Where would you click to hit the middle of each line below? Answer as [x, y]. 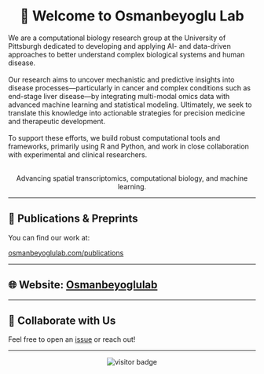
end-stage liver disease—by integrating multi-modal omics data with [119, 96]
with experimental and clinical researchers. [78, 154]
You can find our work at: [49, 237]
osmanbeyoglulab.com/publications [66, 253]
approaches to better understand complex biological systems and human [126, 54]
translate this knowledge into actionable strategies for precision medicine [127, 112]
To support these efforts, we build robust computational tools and [114, 137]
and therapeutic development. [57, 121]
